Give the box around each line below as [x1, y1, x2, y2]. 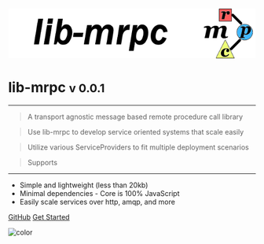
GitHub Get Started [8, 212, 70, 221]
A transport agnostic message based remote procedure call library [27, 112, 244, 121]
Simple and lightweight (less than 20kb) [19, 180, 148, 190]
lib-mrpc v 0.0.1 [8, 78, 105, 96]
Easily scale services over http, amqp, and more [19, 197, 175, 206]
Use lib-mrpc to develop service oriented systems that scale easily [27, 127, 244, 136]
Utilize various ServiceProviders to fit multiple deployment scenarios [27, 142, 249, 152]
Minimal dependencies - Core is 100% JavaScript [19, 188, 180, 198]
